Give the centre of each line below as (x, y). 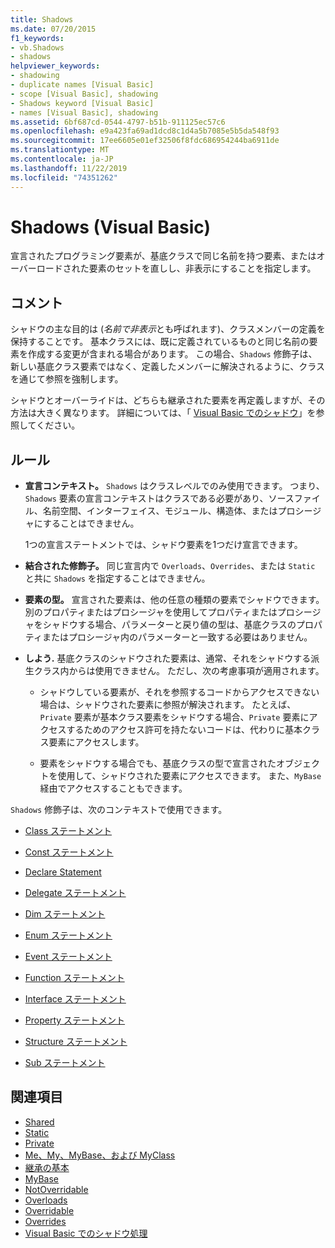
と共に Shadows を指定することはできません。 (117, 578)
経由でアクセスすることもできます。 (113, 788)
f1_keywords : (37, 38)
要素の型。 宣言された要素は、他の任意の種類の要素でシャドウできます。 (174, 600)
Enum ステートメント (68, 935)
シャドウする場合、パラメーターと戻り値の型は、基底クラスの (169, 625)
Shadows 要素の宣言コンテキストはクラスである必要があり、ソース (159, 498)
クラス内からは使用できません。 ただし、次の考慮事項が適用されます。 (179, 671)
